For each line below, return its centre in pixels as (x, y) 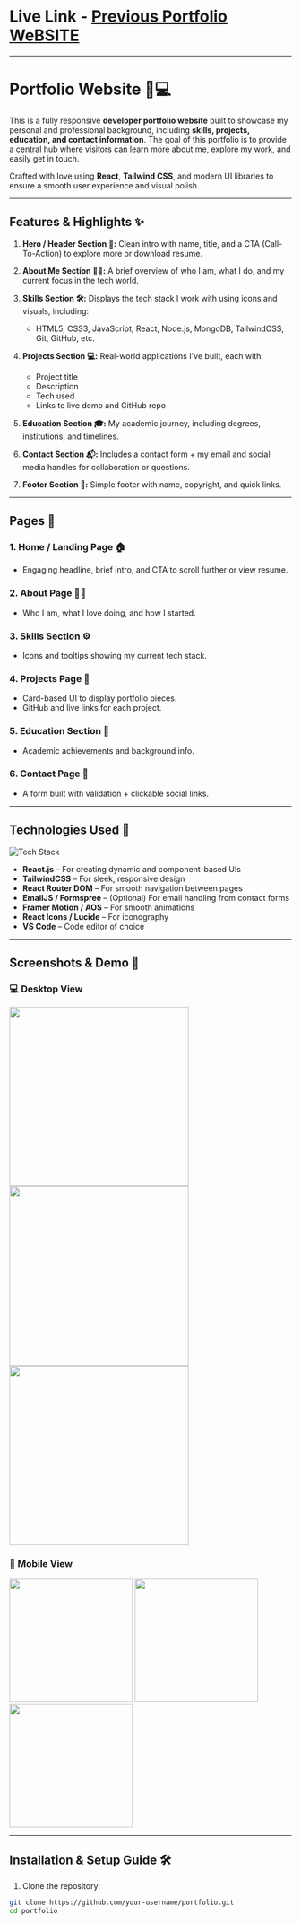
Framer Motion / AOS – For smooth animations (108, 907)
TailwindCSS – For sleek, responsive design (103, 878)
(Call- (272, 243)
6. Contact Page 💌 (49, 774)
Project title (57, 376)
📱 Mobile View (41, 1564)
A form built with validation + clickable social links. (115, 793)
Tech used (55, 396)
